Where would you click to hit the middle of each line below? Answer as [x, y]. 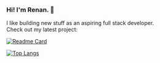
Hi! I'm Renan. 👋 [30, 10]
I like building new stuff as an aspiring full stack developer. [80, 23]
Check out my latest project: [42, 29]
